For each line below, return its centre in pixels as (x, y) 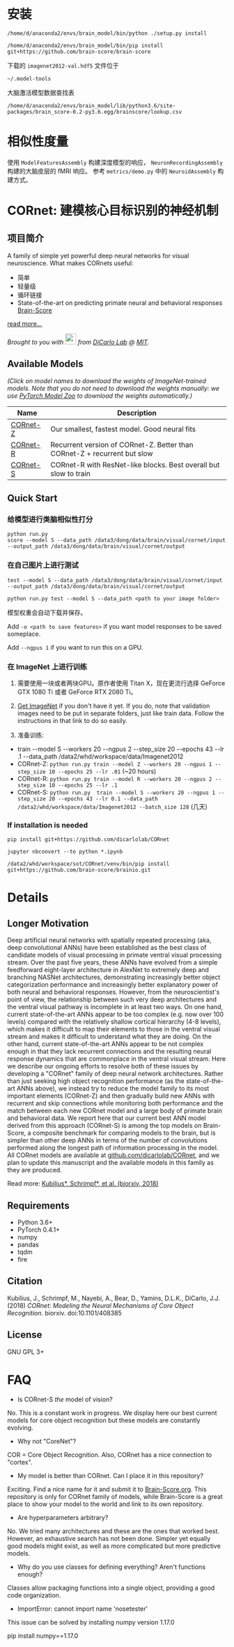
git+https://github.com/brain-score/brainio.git (79, 870)
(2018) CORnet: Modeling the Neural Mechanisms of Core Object (100, 1305)
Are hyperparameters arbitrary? (63, 1517)
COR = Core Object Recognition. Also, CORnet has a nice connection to (110, 1454)
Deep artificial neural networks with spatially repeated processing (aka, (109, 940)
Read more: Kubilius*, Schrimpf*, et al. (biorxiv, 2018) (83, 1184)
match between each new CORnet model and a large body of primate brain (115, 1111)
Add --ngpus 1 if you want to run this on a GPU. (75, 647)
